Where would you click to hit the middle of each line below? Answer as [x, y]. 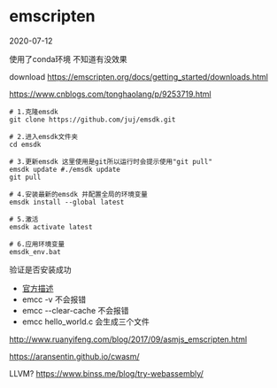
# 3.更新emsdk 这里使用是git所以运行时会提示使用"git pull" [111, 161]
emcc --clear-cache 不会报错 [76, 310]
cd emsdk [25, 144]
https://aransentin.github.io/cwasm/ [74, 356]
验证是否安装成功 [40, 269]
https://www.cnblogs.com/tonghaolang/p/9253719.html [110, 94]
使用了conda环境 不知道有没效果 [69, 58]
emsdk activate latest [51, 227]
